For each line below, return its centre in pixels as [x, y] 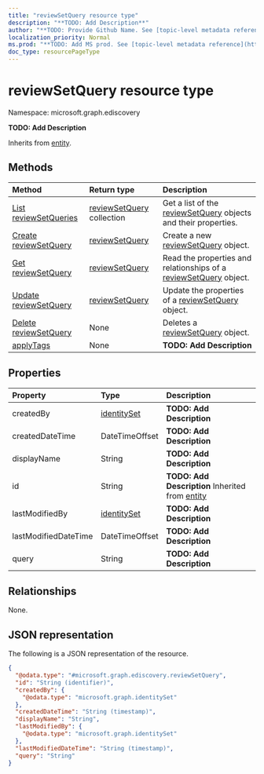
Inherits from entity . [40, 143]
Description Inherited [206, 486]
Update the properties [203, 290]
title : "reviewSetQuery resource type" [73, 15]
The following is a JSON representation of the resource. [98, 654]
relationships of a [194, 268]
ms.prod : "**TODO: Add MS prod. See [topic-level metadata [107, 45]
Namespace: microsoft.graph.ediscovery [74, 112]
